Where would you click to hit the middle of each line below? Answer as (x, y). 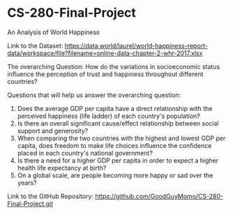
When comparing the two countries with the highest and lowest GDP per (121, 138)
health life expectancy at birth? (62, 168)
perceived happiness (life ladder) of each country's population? (108, 116)
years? (27, 182)
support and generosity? (53, 131)
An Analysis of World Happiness (53, 32)
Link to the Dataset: (35, 45)
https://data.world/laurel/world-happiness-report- (136, 45)
